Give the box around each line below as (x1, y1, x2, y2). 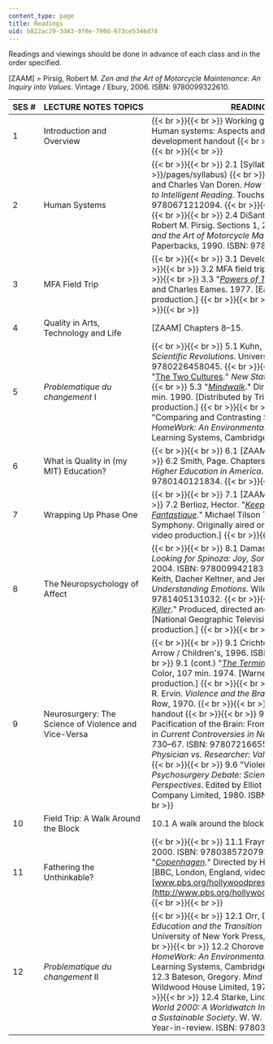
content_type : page (8, 11, 75, 20)
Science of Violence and (43, 718, 137, 730)
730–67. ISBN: (151, 739, 208, 750)
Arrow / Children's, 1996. (151, 648, 249, 659)
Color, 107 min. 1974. (151, 668, 237, 679)
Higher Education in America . (151, 466, 264, 477)
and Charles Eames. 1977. (151, 284, 253, 295)
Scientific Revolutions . (151, 351, 236, 362)
